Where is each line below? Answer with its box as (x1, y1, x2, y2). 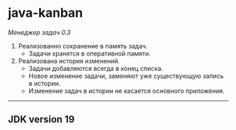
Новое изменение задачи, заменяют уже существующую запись (28, 72, 224, 80)
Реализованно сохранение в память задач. (18, 41, 148, 50)
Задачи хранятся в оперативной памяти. (28, 49, 151, 58)
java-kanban (8, 5, 83, 21)
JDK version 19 (8, 114, 75, 126)
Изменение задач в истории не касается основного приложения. (28, 86, 225, 95)
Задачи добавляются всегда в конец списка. (28, 64, 163, 72)
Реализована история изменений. (18, 56, 120, 65)
